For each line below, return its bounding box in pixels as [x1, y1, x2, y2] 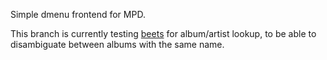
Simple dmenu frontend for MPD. [10, 9, 146, 20]
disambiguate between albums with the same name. [10, 39, 225, 50]
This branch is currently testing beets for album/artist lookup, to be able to [10, 28, 317, 39]
